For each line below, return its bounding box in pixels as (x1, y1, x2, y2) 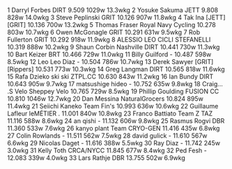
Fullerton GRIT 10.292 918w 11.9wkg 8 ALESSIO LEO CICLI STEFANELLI (7, 35, 211, 44)
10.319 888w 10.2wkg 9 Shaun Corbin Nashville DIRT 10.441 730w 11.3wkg (7, 43, 220, 51)
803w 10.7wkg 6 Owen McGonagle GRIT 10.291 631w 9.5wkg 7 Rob (7, 28, 201, 36)
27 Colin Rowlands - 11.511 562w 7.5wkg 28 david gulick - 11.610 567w (7, 131, 208, 140)
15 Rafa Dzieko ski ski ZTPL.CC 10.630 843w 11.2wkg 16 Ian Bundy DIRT (7, 72, 214, 81)
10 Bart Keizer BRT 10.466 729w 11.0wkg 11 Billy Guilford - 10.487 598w (7, 50, 212, 58)
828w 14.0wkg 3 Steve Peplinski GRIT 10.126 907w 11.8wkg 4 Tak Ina (7, 13, 205, 22)
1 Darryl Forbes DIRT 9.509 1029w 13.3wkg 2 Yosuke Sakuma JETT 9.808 (7, 6, 219, 14)
